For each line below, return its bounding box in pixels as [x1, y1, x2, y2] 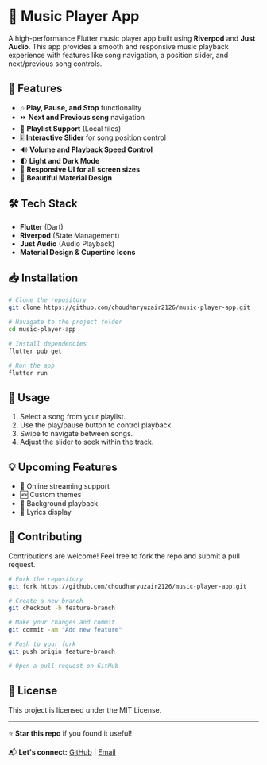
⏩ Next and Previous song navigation [19, 112, 145, 122]
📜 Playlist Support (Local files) [19, 123, 122, 133]
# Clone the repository [8, 296, 87, 304]
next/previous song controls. [8, 59, 103, 68]
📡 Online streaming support [19, 481, 110, 491]
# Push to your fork [8, 640, 77, 648]
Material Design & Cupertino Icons [19, 247, 136, 257]
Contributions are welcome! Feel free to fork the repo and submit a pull [8, 551, 241, 561]
